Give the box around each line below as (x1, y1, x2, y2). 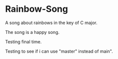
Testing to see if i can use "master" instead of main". (5, 48, 113, 54)
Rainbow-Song (5, 3, 68, 15)
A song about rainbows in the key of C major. (5, 20, 98, 26)
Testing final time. (5, 38, 42, 45)
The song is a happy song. (5, 29, 60, 35)
